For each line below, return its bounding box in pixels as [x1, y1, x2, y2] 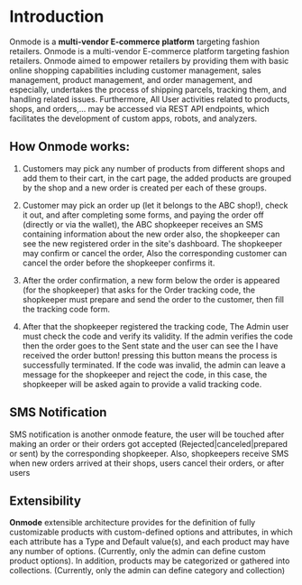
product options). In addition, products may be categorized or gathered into [9, 555, 290, 566]
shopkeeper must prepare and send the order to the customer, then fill [22, 293, 284, 304]
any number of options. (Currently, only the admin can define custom [9, 546, 266, 557]
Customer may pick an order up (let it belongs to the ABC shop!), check [22, 200, 288, 210]
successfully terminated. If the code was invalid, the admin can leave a [22, 359, 286, 370]
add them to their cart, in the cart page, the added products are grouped [22, 172, 292, 183]
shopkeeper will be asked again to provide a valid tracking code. [22, 378, 262, 389]
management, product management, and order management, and [9, 74, 252, 85]
